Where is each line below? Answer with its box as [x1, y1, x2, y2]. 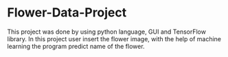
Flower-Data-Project [7, 5, 127, 21]
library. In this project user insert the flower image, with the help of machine [7, 34, 222, 43]
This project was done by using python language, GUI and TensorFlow [7, 27, 206, 36]
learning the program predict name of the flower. [7, 42, 146, 50]
